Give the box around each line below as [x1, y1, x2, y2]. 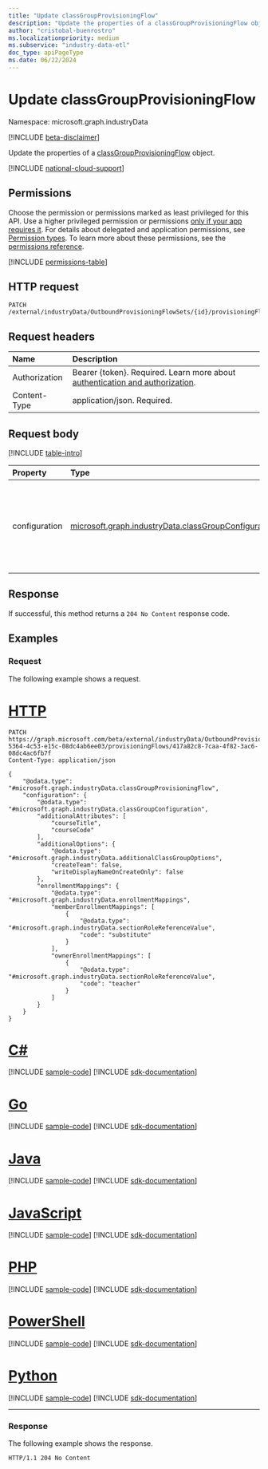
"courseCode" [50, 826, 94, 834]
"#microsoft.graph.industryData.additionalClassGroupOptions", [8, 854, 223, 862]
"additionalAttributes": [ [37, 812, 127, 820]
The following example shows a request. [8, 673, 141, 683]
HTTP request [8, 280, 80, 294]
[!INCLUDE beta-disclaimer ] [8, 132, 100, 142]
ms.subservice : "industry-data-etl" [8, 41, 130, 49]
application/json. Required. [72, 395, 173, 406]
